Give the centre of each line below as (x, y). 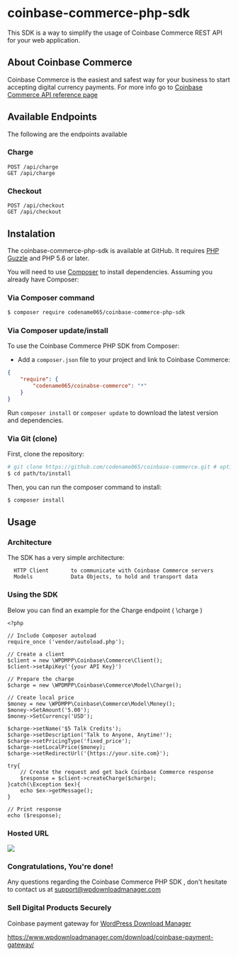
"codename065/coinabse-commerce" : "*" (90, 386)
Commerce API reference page (52, 94)
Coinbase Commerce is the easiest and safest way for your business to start (119, 79)
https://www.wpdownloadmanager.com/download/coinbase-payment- (110, 937)
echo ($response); (34, 815)
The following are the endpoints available (67, 134)
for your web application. (44, 40)
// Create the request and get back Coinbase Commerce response (117, 772)
